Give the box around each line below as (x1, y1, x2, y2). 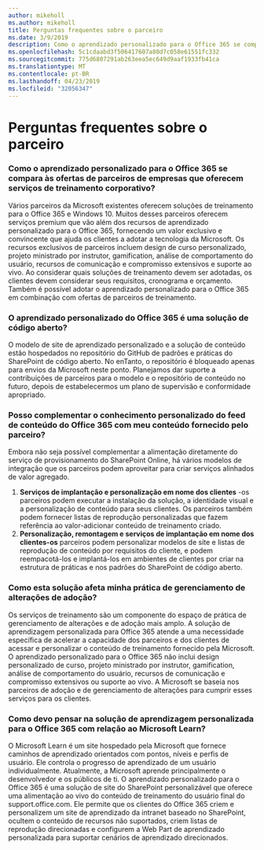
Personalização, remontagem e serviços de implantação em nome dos (19, 529, 255, 539)
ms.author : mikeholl (8, 19, 76, 27)
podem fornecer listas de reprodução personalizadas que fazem (19, 513, 229, 522)
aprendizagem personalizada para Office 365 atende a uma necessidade (8, 627, 244, 636)
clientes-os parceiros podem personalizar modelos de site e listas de (19, 538, 245, 547)
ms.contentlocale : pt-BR (8, 70, 90, 78)
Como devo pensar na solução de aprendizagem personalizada (8, 713, 254, 724)
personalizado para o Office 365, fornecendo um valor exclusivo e (8, 226, 222, 235)
